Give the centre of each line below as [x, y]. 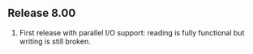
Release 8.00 [42, 13]
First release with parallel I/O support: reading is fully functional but [132, 32]
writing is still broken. [55, 41]
